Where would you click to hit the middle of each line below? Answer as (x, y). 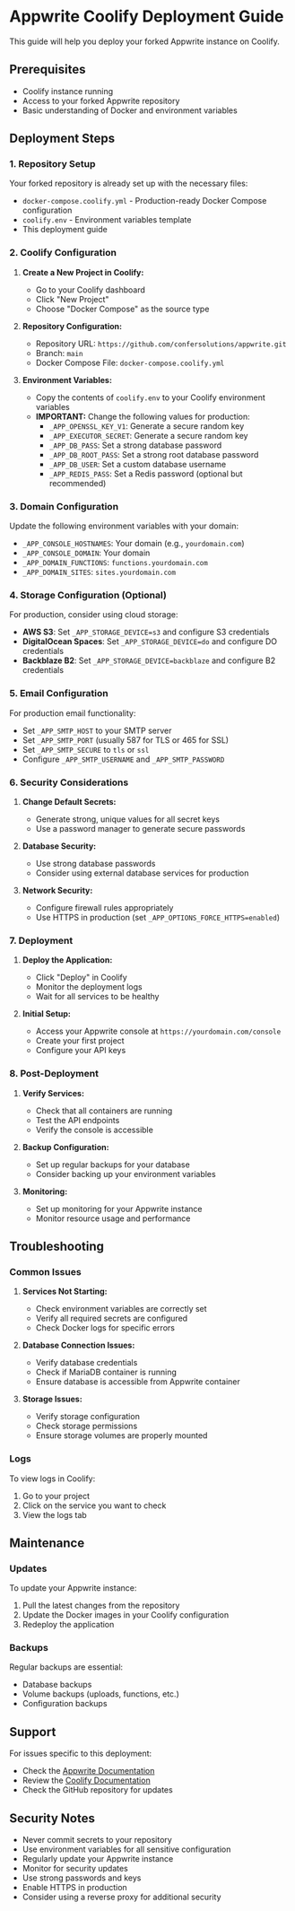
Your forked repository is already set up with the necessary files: (129, 183)
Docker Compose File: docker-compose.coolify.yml (130, 362)
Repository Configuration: (72, 326)
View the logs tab (54, 1514)
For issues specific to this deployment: (81, 1754)
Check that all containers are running (104, 1111)
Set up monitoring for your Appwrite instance (119, 1209)
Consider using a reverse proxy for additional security (121, 1897)
